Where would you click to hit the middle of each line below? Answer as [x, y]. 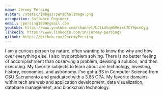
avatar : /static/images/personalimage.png [49, 14]
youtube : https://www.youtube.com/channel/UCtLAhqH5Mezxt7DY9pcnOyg [77, 28]
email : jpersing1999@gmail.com [37, 23]
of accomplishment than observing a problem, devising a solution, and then [81, 61]
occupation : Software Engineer [37, 19]
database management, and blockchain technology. [57, 87]
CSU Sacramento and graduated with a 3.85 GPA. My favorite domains [77, 77]
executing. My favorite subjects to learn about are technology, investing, [78, 66]
